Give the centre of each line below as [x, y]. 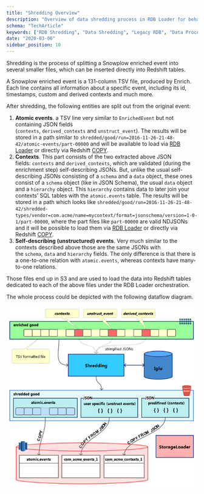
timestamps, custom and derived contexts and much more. [80, 94]
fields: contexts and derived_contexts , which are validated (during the [103, 163]
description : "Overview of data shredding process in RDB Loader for [96, 19]
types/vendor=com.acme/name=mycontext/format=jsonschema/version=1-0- [106, 216]
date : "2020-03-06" [31, 39]
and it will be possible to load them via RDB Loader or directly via [96, 228]
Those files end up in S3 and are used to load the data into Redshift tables [99, 278]
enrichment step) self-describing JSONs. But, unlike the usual [92, 170]
